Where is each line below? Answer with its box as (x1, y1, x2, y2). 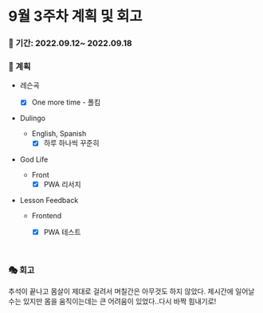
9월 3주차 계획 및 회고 (8, 7, 143, 25)
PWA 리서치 (43, 179, 81, 189)
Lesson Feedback (19, 195, 79, 205)
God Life (19, 155, 49, 164)
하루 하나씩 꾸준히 (43, 139, 100, 148)
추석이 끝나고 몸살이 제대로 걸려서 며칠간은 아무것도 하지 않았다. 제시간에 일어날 (8, 286, 255, 295)
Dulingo (19, 113, 46, 123)
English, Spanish (31, 129, 87, 139)
